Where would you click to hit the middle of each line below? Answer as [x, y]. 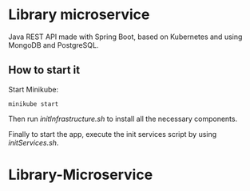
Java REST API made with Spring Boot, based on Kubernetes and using [125, 37]
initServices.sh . [34, 142]
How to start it [44, 70]
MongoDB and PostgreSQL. [54, 45]
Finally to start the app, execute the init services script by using [113, 134]
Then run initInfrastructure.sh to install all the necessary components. [123, 119]
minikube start [34, 104]
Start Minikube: [33, 89]
